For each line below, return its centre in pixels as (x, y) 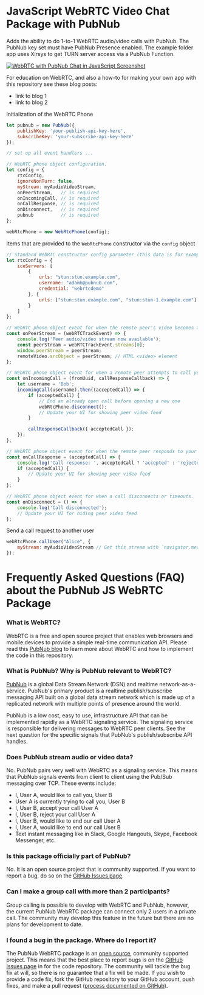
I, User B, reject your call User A (55, 815)
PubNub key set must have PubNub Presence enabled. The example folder (100, 47)
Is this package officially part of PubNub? (69, 856)
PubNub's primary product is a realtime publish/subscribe (100, 691)
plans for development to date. (45, 924)
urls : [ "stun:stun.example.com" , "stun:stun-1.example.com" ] (118, 300)
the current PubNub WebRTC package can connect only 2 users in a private (101, 911)
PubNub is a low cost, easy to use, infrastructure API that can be (87, 715)
